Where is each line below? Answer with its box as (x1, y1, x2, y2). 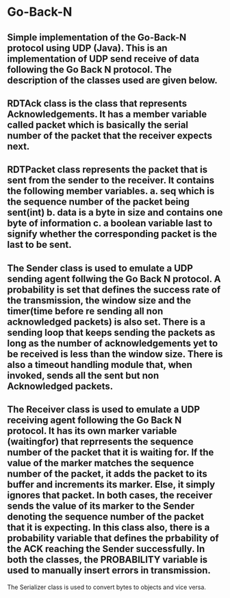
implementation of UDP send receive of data (7, 53, 200, 65)
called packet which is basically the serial (7, 119, 189, 130)
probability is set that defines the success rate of (7, 284, 221, 295)
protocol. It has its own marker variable (7, 425, 177, 437)
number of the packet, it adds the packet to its (7, 468, 207, 480)
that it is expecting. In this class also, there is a (7, 522, 210, 533)
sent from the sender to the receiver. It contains (7, 174, 215, 186)
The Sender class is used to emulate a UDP (7, 262, 194, 274)
